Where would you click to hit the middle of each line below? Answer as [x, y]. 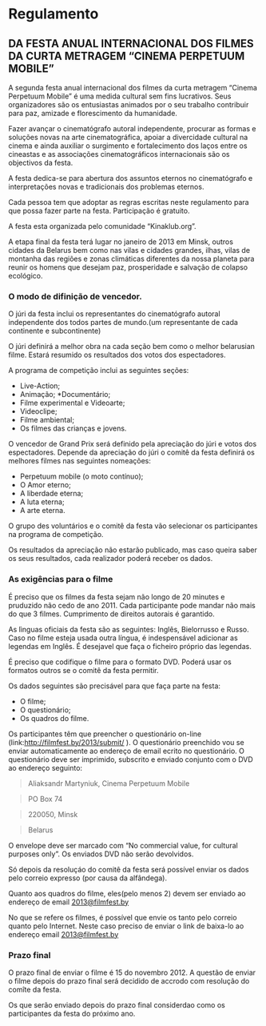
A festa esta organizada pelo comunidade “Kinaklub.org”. [103, 226]
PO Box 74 [45, 799]
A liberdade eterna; [52, 494]
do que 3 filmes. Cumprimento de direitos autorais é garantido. [111, 614]
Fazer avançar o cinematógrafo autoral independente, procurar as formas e [132, 128]
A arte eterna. [42, 511]
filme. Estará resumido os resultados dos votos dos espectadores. [117, 355]
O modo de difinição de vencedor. [75, 296]
